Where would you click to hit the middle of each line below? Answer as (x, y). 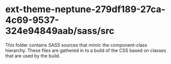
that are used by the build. (33, 56)
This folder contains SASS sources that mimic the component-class (76, 45)
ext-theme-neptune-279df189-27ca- (86, 9)
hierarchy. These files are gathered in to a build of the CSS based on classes (86, 50)
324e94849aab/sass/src (60, 31)
